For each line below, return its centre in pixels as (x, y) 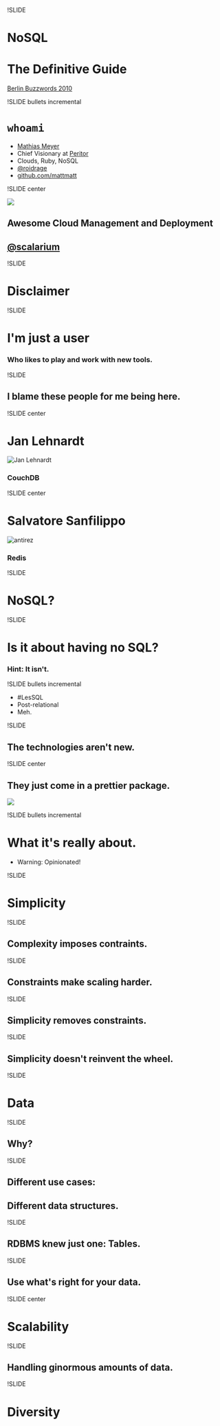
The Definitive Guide (67, 69)
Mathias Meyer (38, 146)
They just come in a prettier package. (89, 785)
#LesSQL (30, 697)
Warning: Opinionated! (49, 862)
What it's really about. (72, 843)
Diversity (34, 1412)
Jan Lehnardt (46, 441)
